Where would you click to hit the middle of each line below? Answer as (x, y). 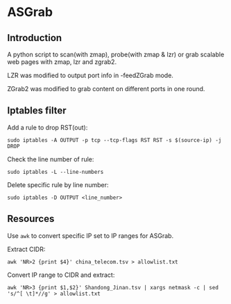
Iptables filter (37, 111)
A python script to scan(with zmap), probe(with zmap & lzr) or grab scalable (116, 54)
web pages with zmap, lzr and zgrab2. (62, 62)
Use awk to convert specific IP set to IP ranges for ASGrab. (91, 235)
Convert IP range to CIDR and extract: (61, 275)
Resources (31, 219)
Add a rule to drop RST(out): (48, 127)
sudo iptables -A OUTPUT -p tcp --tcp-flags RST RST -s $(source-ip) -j (114, 140)
